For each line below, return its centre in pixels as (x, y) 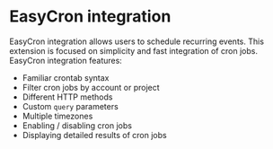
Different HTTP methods (67, 97)
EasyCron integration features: (66, 60)
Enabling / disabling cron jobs (77, 125)
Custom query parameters (70, 106)
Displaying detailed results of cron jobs (95, 135)
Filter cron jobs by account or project (91, 87)
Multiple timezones (57, 116)
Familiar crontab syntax (66, 77)
